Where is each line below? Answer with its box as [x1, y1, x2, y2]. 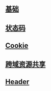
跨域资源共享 [5, 60, 46, 69]
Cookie [5, 41, 29, 50]
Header [5, 77, 30, 86]
